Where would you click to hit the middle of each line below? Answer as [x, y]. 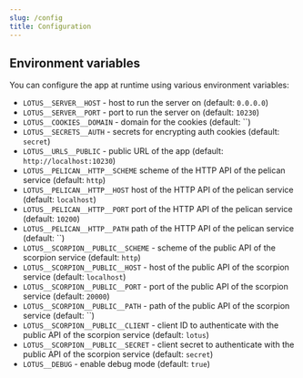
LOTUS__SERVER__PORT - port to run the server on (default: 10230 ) [141, 112]
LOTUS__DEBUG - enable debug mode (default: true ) [116, 364]
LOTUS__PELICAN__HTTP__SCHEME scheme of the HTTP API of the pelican [154, 170]
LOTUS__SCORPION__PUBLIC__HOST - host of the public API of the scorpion [156, 267]
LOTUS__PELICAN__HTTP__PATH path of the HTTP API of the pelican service [158, 229]
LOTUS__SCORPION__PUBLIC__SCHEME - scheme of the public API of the [149, 248]
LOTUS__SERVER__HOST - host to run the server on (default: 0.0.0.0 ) [145, 103]
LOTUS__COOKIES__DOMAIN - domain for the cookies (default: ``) [137, 122]
